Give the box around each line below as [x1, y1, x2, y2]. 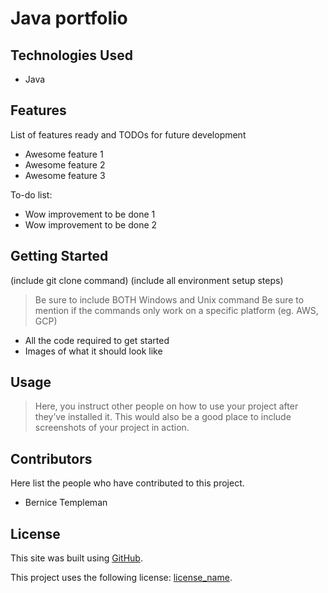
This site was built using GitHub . [10, 552, 143, 564]
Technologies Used [10, 47, 133, 64]
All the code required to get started [24, 334, 170, 346]
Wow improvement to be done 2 [24, 218, 158, 231]
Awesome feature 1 [24, 148, 104, 160]
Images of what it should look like [24, 345, 163, 357]
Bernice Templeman [24, 497, 108, 509]
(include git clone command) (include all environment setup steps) [10, 274, 284, 286]
